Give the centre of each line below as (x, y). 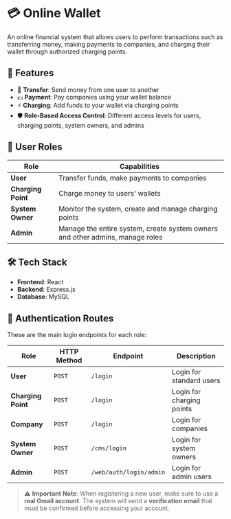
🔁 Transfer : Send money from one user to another (88, 89)
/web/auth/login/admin (128, 472)
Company (27, 424)
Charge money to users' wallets (109, 193)
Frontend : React (40, 282)
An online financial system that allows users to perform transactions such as (115, 37)
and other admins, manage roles (110, 237)
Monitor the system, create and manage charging (138, 209)
